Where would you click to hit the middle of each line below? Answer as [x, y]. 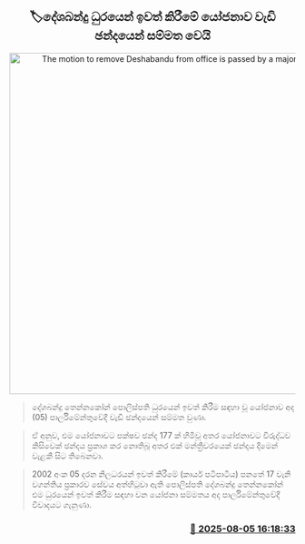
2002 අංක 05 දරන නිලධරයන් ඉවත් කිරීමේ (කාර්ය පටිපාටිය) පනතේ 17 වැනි [161, 474]
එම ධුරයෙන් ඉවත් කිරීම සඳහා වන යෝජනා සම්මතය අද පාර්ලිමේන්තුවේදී [156, 494]
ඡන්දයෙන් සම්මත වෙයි [152, 36]
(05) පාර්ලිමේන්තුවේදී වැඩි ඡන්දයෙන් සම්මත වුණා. [119, 417]
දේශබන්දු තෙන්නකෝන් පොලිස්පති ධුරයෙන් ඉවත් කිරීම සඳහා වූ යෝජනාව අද [163, 407]
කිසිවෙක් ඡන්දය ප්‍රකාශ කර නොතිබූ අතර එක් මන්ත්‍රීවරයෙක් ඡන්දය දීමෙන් [155, 445]
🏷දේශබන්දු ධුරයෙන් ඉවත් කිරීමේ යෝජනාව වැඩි [152, 17]
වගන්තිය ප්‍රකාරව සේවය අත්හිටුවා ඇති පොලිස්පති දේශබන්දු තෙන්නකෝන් [157, 484]
